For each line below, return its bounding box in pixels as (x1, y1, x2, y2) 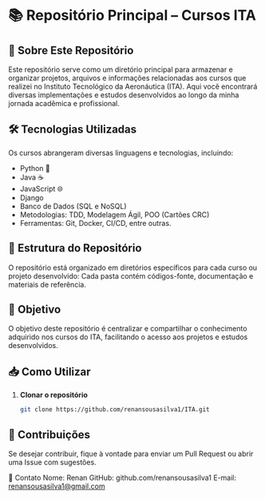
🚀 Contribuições (8, 428, 90, 442)
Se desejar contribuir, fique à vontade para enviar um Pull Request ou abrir (8, 449, 254, 458)
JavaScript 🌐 (19, 184, 64, 193)
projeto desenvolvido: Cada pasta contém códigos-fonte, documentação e (8, 271, 254, 280)
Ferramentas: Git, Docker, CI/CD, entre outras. (19, 218, 172, 228)
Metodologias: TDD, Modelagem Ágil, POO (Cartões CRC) (19, 209, 210, 220)
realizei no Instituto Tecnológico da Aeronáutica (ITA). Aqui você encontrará (8, 81, 258, 91)
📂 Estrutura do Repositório (8, 241, 142, 255)
